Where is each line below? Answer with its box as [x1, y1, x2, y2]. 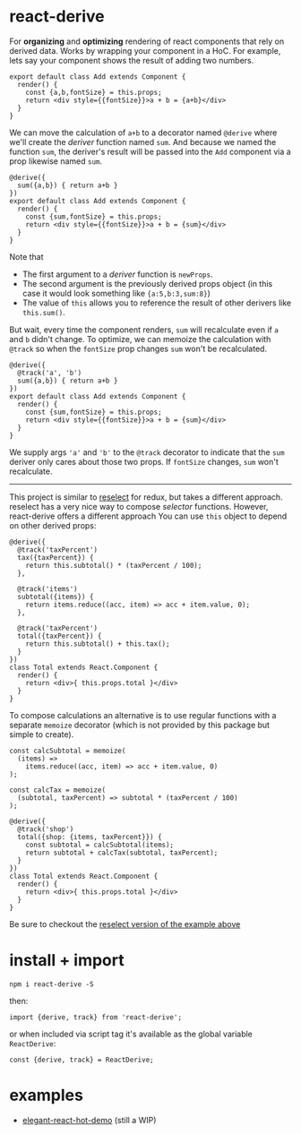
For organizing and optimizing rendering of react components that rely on [9, 36, 285, 47]
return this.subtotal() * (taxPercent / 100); [25, 561, 202, 570]
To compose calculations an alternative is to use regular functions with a [9, 709, 277, 720]
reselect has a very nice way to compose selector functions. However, [9, 501, 269, 511]
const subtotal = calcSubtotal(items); [25, 840, 175, 849]
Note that [9, 251, 44, 262]
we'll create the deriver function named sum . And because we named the [9, 136, 277, 147]
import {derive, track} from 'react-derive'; [9, 1012, 182, 1022]
